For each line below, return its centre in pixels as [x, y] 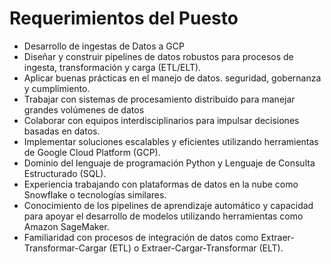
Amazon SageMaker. [66, 226]
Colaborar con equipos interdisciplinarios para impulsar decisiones [161, 120]
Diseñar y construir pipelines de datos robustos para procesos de [158, 56]
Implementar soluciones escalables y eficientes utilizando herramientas [171, 141]
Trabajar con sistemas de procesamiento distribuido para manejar [159, 99]
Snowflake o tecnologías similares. [95, 194]
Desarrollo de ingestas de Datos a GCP [104, 46]
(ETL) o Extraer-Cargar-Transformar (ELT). [196, 248]
